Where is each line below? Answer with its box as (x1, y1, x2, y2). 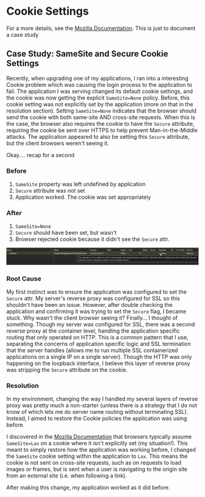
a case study (6, 31, 39, 38)
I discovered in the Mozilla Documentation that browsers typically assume (6, 433, 192, 441)
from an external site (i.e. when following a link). (6, 472, 127, 479)
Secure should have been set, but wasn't (15, 229, 117, 237)
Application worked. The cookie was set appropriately (15, 194, 151, 201)
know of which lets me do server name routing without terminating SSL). (6, 408, 189, 416)
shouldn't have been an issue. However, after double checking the (6, 301, 173, 308)
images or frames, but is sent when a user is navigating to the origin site (6, 466, 188, 473)
